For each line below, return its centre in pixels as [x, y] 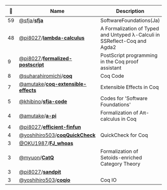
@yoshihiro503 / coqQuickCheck [57, 135]
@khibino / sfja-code [43, 101]
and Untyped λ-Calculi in [130, 35]
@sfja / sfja [31, 20]
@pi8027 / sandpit [40, 172]
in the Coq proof [119, 62]
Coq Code [112, 76]
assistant [111, 68]
